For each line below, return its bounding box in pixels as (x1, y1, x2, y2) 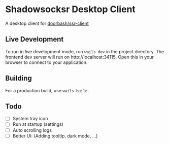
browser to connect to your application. (5, 59, 88, 65)
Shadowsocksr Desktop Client (5, 4, 136, 15)
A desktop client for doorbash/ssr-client (5, 20, 89, 26)
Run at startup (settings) (12, 121, 63, 127)
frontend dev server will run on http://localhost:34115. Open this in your (5, 54, 154, 60)
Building (5, 74, 32, 83)
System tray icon (12, 116, 48, 122)
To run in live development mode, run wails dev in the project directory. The (5, 48, 164, 54)
